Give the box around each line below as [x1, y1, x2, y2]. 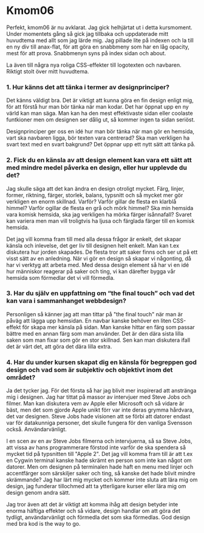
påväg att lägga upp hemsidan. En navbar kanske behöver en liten [6, 317, 172, 324]
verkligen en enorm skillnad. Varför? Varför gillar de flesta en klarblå [6, 198, 177, 205]
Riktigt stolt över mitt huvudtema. [6, 67, 89, 75]
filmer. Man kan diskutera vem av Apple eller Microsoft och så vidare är [6, 400, 185, 407]
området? [6, 373, 36, 381]
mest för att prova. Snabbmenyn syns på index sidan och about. [6, 49, 166, 56]
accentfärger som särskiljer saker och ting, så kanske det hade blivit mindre [6, 470, 195, 477]
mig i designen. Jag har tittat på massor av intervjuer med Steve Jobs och [6, 393, 191, 401]
